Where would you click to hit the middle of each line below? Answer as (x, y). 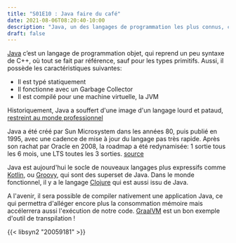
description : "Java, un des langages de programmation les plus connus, (116, 27)
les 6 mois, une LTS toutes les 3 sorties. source (76, 154)
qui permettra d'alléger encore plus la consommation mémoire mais (105, 204)
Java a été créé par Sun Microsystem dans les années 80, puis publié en (112, 131)
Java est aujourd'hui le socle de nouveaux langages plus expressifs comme (117, 168)
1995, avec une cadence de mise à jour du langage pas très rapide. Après (114, 139)
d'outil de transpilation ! (41, 218)
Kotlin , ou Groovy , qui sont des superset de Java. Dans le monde (101, 175)
